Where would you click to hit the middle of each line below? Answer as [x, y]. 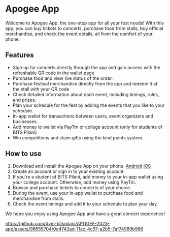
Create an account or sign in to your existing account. [69, 171]
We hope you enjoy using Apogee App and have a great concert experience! [85, 214]
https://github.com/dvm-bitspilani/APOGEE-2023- [58, 223]
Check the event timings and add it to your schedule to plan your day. [85, 203]
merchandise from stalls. [39, 198]
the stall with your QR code [41, 89]
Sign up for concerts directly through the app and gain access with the [87, 67]
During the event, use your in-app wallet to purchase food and [78, 193]
